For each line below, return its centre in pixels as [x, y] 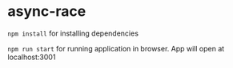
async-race [47, 11]
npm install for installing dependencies [73, 33]
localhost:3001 [32, 57]
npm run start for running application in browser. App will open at [116, 48]
